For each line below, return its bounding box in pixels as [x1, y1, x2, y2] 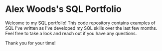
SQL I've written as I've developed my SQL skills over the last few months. [5, 25, 158, 31]
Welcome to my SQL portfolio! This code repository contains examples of [5, 20, 156, 26]
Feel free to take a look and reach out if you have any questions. [5, 30, 137, 36]
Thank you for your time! [5, 40, 56, 46]
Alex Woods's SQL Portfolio [5, 3, 122, 15]
